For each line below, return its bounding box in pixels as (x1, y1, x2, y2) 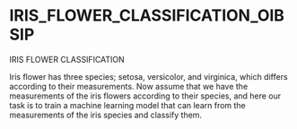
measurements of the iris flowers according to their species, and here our (9, 90, 282, 101)
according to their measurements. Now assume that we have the (9, 81, 249, 91)
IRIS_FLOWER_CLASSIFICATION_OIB (9, 5, 285, 26)
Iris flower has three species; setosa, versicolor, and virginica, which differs (9, 71, 289, 82)
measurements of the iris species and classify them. (9, 109, 203, 120)
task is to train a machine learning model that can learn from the (9, 99, 247, 110)
